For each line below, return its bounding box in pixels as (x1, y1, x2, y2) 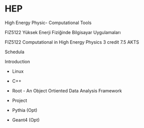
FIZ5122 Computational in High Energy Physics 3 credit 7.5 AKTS (5, 39, 139, 45)
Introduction (5, 58, 30, 64)
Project (12, 97, 27, 103)
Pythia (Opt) (12, 107, 37, 113)
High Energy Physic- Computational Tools (5, 20, 92, 26)
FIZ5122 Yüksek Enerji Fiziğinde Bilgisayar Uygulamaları (5, 29, 121, 35)
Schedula (5, 49, 25, 55)
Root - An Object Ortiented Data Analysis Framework (12, 87, 122, 93)
